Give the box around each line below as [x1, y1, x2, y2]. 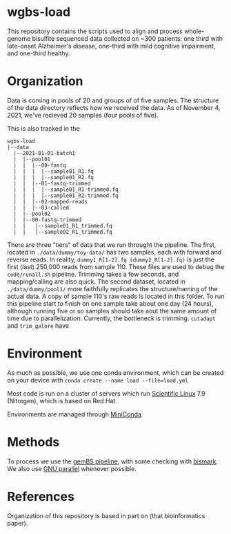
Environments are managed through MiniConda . [7, 409, 143, 418]
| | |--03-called [13, 204, 70, 211]
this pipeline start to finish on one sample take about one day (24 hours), [7, 299, 214, 308]
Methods [7, 434, 60, 450]
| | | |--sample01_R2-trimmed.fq [13, 192, 119, 199]
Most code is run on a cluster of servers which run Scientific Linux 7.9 [7, 389, 205, 398]
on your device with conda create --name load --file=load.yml [7, 376, 188, 384]
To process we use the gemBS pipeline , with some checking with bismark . [7, 457, 219, 466]
